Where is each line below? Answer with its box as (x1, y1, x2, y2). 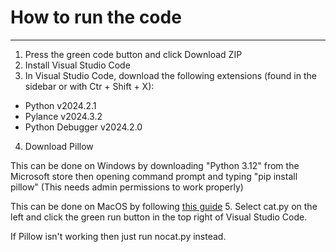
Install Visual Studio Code (24, 59, 131, 71)
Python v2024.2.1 (24, 99, 97, 111)
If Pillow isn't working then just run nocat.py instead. (10, 230, 227, 242)
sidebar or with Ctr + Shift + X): (24, 80, 155, 92)
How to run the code (10, 6, 182, 29)
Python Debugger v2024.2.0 (24, 121, 143, 133)
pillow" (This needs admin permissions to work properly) (10, 181, 244, 193)
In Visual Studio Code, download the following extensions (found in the (24, 69, 317, 81)
